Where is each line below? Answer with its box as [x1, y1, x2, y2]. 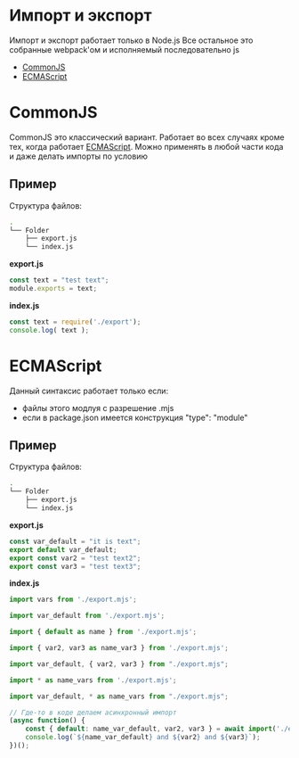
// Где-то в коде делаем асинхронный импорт [9, 708, 177, 717]
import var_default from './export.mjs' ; [9, 612, 166, 621]
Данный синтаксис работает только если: [9, 385, 169, 396]
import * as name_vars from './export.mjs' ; [9, 675, 177, 685]
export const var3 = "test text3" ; [9, 562, 141, 571]
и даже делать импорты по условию [9, 151, 149, 161]
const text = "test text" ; [9, 276, 109, 285]
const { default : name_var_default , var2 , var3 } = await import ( [25, 724, 277, 734]
